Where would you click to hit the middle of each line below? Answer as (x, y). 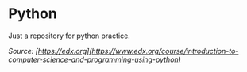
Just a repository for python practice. (69, 36)
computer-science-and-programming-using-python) (95, 59)
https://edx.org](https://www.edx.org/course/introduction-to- (138, 51)
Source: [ (23, 51)
